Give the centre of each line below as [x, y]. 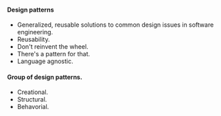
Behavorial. [33, 107]
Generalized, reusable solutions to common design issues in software [115, 25]
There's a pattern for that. [54, 54]
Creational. [33, 92]
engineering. [35, 32]
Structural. [32, 100]
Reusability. [33, 39]
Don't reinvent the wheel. [53, 47]
